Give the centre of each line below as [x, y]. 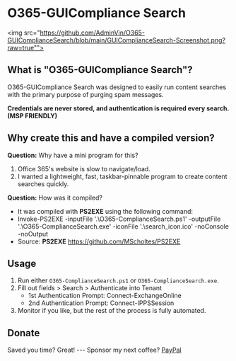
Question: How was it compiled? [55, 197]
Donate [24, 333]
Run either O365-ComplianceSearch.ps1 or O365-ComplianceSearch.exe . [118, 280]
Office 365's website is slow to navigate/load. [84, 168]
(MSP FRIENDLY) [33, 115]
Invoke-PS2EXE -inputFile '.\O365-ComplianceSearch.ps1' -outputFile [119, 219]
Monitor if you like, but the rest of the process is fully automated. [112, 311]
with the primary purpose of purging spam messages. [85, 94]
